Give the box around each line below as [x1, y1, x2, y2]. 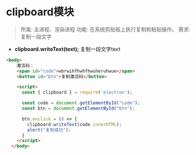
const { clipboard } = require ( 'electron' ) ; [21, 89, 133, 95]
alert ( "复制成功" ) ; [27, 127, 72, 133]
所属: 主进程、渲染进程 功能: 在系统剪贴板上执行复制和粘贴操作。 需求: [20, 26, 191, 33]
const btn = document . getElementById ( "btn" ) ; [21, 106, 135, 112]
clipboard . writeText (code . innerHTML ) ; [27, 121, 122, 128]
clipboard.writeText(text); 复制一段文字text [14, 45, 121, 53]
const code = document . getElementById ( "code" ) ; [21, 100, 141, 106]
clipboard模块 [6, 5, 75, 19]
